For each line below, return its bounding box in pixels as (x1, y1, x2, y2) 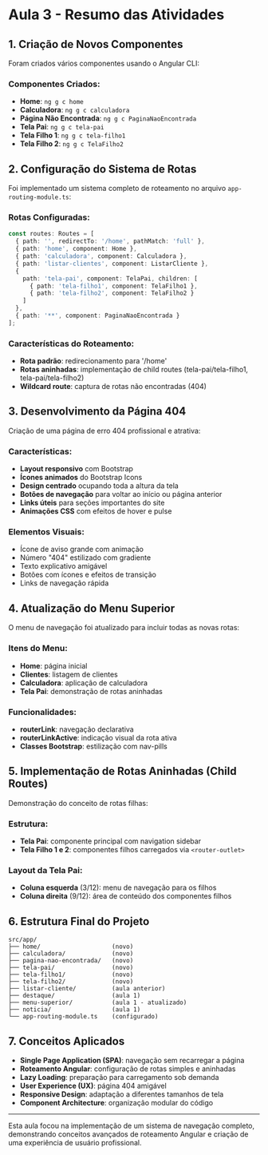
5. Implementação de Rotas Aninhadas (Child (8, 764, 237, 778)
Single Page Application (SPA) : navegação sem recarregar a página (19, 1055, 245, 1065)
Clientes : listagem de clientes (19, 669, 118, 679)
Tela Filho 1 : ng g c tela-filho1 (19, 130, 126, 141)
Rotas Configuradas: (8, 212, 90, 223)
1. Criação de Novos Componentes (8, 38, 183, 51)
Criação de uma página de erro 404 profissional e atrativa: (8, 426, 201, 435)
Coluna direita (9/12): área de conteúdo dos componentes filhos (19, 891, 232, 901)
